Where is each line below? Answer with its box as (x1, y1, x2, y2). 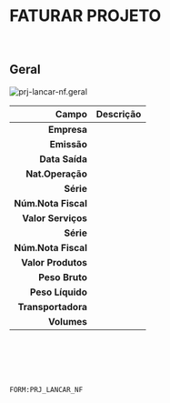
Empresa (48, 123, 88, 136)
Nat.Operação (25, 167, 88, 180)
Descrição (95, 107, 142, 120)
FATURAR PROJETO (9, 5, 162, 26)
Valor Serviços (22, 211, 88, 224)
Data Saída (39, 152, 88, 165)
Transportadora (17, 300, 88, 313)
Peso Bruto (38, 270, 88, 283)
